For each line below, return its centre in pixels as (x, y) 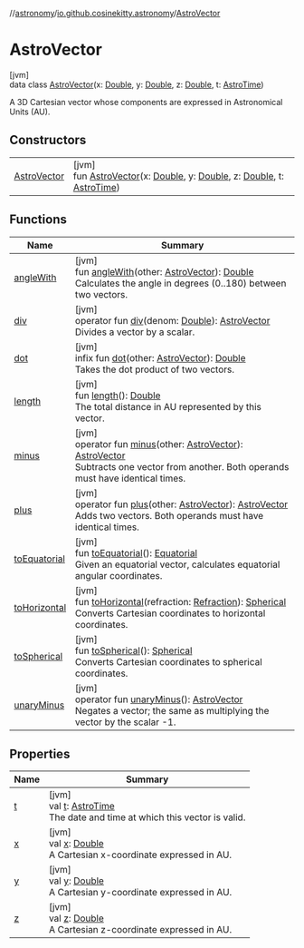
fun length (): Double (118, 396)
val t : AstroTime (81, 806)
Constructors (48, 140)
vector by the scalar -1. (126, 722)
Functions (38, 220)
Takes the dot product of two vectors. (155, 369)
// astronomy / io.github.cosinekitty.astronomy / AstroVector (115, 13)
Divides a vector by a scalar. (135, 332)
